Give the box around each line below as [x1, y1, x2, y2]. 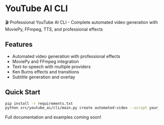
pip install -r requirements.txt [5, 101, 73, 106]
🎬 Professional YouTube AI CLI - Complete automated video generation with [5, 19, 158, 25]
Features [5, 40, 33, 49]
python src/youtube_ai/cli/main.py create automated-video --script [5, 106, 147, 110]
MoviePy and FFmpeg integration [12, 58, 79, 64]
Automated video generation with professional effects [12, 53, 121, 59]
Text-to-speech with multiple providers [12, 64, 91, 70]
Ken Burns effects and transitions [12, 69, 80, 74]
